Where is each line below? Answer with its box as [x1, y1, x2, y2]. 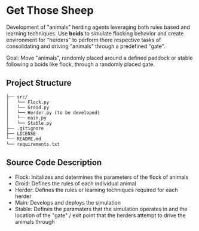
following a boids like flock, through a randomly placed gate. [6, 61, 155, 68]
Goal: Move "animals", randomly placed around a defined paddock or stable [6, 54, 193, 61]
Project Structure [6, 78, 72, 88]
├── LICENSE [6, 130, 36, 137]
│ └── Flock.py [6, 99, 50, 105]
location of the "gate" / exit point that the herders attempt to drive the [14, 211, 186, 219]
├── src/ [6, 94, 28, 100]
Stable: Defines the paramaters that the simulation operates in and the [14, 205, 188, 212]
